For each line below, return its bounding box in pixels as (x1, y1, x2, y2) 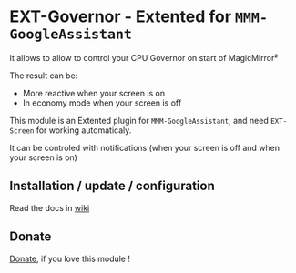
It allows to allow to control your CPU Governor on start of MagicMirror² (9, 52, 279, 63)
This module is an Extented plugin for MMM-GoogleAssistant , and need (9, 115, 269, 126)
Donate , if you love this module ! (9, 253, 130, 264)
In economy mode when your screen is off (22, 97, 182, 108)
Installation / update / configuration (9, 178, 216, 194)
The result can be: (9, 70, 78, 81)
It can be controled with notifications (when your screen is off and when (9, 142, 281, 153)
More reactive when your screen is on (22, 87, 166, 98)
